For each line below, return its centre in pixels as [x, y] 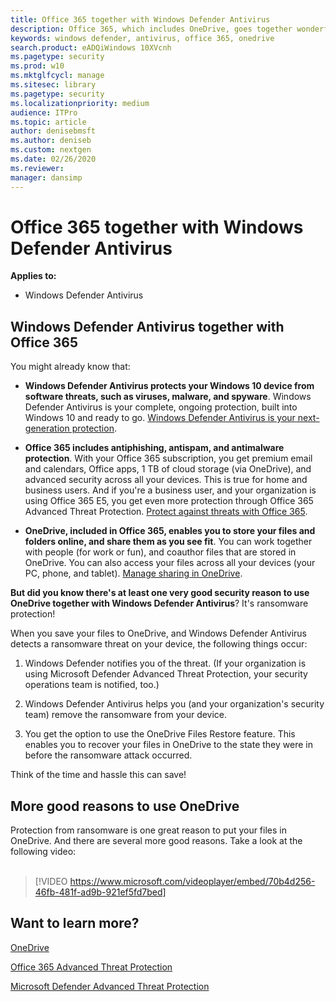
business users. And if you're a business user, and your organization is [170, 490]
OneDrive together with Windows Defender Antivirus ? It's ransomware [159, 603]
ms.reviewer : [37, 168]
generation [47, 428]
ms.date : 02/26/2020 [53, 159]
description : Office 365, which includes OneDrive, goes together [151, 29]
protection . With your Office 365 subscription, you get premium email [168, 458]
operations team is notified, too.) [92, 685]
